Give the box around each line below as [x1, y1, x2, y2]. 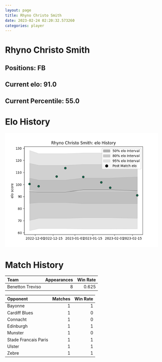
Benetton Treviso [7, 284, 41, 290]
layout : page [5, 8, 32, 13]
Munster [7, 330, 24, 336]
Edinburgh [7, 323, 28, 329]
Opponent [7, 296, 28, 302]
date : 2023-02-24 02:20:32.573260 [5, 18, 75, 23]
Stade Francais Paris [7, 337, 49, 343]
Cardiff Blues [7, 310, 33, 315]
